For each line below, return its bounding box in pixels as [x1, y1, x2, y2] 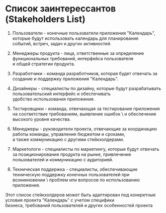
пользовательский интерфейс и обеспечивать [12, 91, 111, 97]
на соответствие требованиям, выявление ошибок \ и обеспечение [12, 110, 157, 117]
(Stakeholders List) [5, 13, 85, 25]
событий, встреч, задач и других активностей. [12, 40, 112, 46]
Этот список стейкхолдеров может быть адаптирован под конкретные [5, 192, 156, 198]
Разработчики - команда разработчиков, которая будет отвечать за [12, 70, 158, 76]
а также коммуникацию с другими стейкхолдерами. [12, 136, 124, 142]
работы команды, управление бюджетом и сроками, [12, 131, 125, 137]
